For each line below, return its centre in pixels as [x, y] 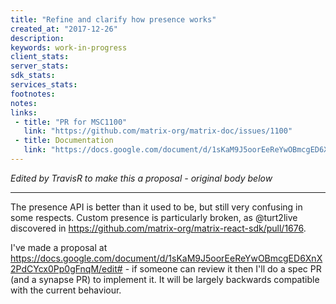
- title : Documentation [64, 141]
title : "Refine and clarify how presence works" [113, 19]
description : [37, 38]
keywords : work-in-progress [69, 47]
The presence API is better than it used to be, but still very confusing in [156, 207]
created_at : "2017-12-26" [64, 29]
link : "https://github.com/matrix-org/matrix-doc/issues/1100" [158, 131]
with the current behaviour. [66, 290]
